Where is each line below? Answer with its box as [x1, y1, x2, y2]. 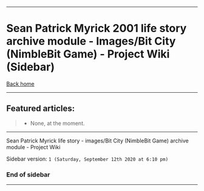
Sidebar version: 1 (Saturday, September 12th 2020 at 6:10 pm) [6, 155, 169, 163]
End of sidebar [6, 170, 50, 179]
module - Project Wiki [6, 143, 61, 150]
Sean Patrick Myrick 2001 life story [6, 22, 187, 35]
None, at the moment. [30, 119, 85, 127]
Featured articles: [6, 104, 75, 114]
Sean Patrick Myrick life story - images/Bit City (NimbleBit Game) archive [6, 137, 189, 144]
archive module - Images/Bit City [6, 35, 176, 49]
